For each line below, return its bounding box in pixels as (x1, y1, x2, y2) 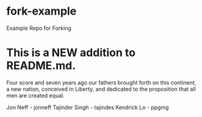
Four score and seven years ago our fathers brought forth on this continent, (6, 79, 197, 86)
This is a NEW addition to (6, 46, 136, 60)
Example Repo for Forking (6, 24, 72, 32)
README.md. (6, 59, 76, 73)
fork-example (6, 4, 77, 18)
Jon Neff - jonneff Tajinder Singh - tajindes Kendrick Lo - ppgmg (6, 104, 169, 111)
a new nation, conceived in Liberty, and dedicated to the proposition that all (6, 85, 197, 93)
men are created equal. (6, 91, 65, 99)
